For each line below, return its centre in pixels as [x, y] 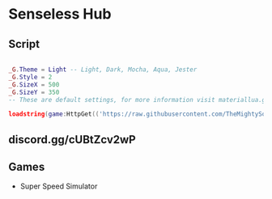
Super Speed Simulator [59, 186]
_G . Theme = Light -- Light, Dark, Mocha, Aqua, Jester [103, 70]
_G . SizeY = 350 [34, 92]
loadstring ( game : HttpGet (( [54, 114]
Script [24, 44]
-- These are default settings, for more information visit [112, 99]
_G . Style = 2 [30, 77]
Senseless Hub [60, 14]
